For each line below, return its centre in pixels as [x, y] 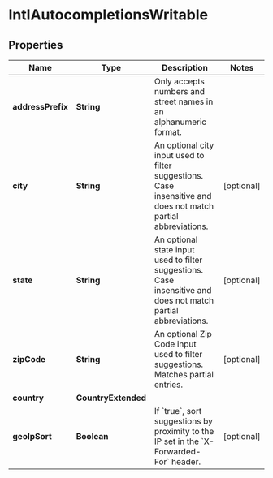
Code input [175, 344]
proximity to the [184, 431]
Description [185, 68]
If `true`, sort [178, 411]
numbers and [180, 91]
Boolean [92, 436]
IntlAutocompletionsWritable [108, 15]
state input [174, 250]
